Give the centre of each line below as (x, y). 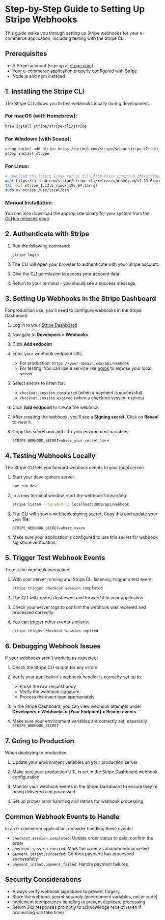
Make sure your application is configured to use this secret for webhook (85, 537)
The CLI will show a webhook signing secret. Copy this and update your (85, 514)
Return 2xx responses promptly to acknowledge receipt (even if (77, 907)
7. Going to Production (40, 741)
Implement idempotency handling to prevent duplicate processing (79, 902)
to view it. (22, 422)
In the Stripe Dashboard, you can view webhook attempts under (77, 706)
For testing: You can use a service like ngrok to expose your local (85, 368)
